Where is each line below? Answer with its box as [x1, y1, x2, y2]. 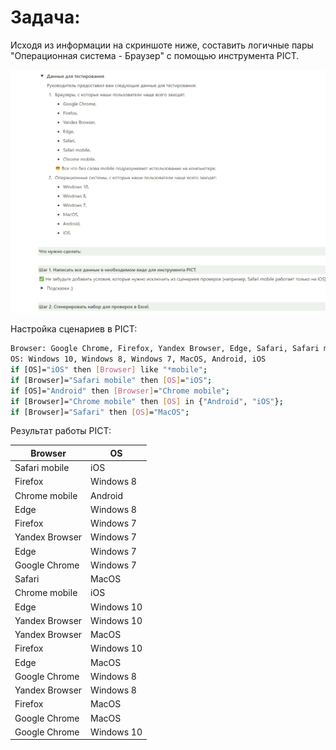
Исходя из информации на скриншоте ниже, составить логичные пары [10, 39, 314, 51]
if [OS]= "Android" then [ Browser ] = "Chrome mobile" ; [10, 386, 230, 396]
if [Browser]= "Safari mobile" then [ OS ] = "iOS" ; [10, 375, 213, 385]
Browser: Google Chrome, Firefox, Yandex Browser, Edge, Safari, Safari [10, 344, 320, 354]
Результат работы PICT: [10, 425, 112, 437]
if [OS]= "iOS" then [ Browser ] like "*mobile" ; [10, 365, 208, 375]
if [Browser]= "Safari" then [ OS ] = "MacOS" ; [10, 407, 190, 417]
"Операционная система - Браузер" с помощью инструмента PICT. [10, 49, 300, 61]
